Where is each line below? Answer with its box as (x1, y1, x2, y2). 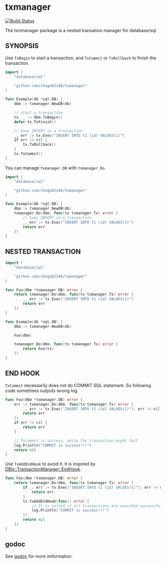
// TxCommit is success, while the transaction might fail (14, 438, 138, 443)
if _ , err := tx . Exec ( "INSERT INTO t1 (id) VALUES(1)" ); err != (23, 485, 158, 490)
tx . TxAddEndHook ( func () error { (23, 499, 90, 504)
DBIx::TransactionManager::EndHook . (5, 466, 82, 472)
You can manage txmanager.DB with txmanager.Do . (5, 165, 106, 171)
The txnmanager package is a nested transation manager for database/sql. (5, 27, 158, 33)
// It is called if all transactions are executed (31, 503, 138, 508)
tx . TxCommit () (14, 151, 43, 156)
